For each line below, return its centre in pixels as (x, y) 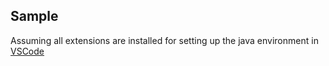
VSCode (27, 51)
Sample (34, 16)
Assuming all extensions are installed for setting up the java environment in (164, 40)
